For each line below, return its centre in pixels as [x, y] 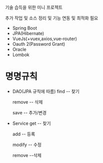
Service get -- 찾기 [31, 123]
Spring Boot [25, 28]
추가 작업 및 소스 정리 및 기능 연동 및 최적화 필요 [52, 18]
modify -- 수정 [27, 144]
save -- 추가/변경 [29, 112]
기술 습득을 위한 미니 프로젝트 [34, 7]
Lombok [21, 55]
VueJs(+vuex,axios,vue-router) [45, 39]
